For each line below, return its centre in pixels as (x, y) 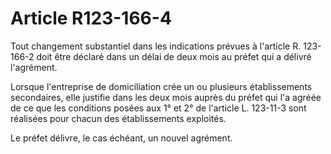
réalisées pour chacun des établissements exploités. (118, 118)
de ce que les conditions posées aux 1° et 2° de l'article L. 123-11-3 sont (158, 108)
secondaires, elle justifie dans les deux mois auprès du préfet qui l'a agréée (166, 97)
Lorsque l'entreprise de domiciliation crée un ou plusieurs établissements (161, 86)
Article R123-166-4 (91, 18)
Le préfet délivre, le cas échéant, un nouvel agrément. (121, 138)
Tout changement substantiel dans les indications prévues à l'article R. (156, 46)
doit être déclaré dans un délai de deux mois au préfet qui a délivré (174, 56)
